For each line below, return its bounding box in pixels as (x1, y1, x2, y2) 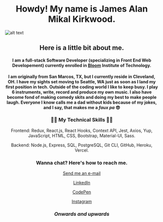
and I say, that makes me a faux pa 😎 (43, 104, 120, 110)
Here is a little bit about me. (39, 44, 124, 52)
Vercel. (74, 147, 89, 153)
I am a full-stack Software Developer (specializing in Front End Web (12, 57, 152, 63)
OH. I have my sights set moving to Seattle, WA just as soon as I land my (7, 79, 156, 84)
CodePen (72, 189, 91, 195)
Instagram (72, 199, 92, 205)
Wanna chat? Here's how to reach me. (36, 159, 128, 166)
